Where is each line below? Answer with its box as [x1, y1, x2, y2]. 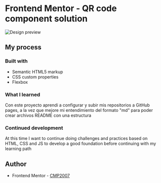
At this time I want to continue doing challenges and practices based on [5, 136, 148, 141]
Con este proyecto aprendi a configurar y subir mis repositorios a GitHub [5, 102, 150, 108]
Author [5, 160, 27, 168]
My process [5, 43, 42, 51]
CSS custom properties [12, 74, 59, 80]
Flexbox [12, 79, 28, 85]
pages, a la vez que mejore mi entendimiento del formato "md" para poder [5, 107, 153, 113]
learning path [5, 146, 31, 152]
